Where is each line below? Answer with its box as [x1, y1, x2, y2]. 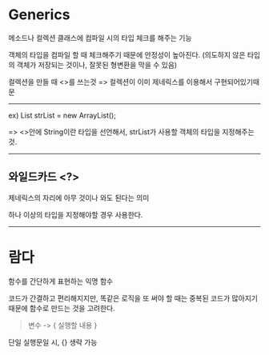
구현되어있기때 [214, 77, 260, 86]
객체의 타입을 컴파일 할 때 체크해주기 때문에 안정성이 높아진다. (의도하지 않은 [8, 50, 246, 59]
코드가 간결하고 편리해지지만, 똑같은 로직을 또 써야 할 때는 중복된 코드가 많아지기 [8, 293, 259, 303]
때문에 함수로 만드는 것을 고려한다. [8, 303, 115, 313]
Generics [8, 6, 70, 24]
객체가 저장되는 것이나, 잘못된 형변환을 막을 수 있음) [16, 60, 178, 70]
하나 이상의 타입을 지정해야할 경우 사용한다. [8, 209, 143, 219]
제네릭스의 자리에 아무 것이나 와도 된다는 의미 [8, 193, 150, 202]
